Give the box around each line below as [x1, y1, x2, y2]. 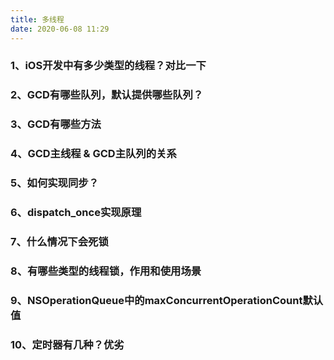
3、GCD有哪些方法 [10, 117, 102, 131]
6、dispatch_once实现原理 [10, 206, 142, 220]
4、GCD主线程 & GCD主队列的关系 [10, 147, 177, 161]
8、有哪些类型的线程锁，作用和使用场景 [10, 264, 202, 278]
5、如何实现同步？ [10, 176, 100, 190]
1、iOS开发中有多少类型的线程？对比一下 [10, 59, 207, 73]
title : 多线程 [10, 14, 65, 25]
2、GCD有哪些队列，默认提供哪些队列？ [10, 88, 204, 102]
